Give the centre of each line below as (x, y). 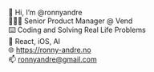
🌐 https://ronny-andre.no (50, 50)
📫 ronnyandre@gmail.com (53, 59)
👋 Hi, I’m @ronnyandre (45, 12)
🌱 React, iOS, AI (34, 41)
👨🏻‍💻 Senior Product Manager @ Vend (71, 21)
